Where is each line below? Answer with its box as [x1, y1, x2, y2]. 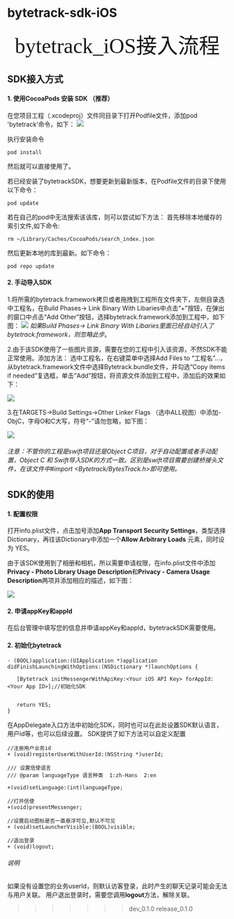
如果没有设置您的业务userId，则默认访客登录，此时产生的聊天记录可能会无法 [7, 881, 228, 890]
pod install [7, 148, 42, 156]
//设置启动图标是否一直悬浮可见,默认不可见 [7, 817, 116, 824]
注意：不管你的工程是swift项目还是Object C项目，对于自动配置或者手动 [7, 447, 212, 456]
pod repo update [7, 263, 54, 270]
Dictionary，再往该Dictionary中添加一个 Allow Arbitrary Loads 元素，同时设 [7, 535, 225, 544]
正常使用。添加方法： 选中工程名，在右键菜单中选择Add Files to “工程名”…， [7, 354, 227, 362]
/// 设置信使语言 [7, 764, 51, 771]
